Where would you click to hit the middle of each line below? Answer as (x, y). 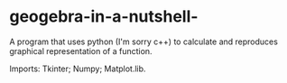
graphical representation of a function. (81, 51)
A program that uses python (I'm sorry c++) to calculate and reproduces (143, 41)
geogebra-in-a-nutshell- (104, 17)
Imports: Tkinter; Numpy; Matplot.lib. (78, 69)
